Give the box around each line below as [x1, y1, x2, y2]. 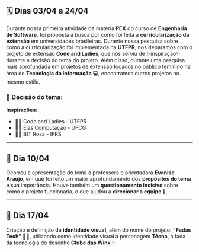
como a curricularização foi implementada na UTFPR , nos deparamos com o [6, 43, 192, 50]
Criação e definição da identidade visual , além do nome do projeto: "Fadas [6, 226, 191, 234]
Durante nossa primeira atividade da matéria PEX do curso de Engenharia [6, 24, 188, 32]
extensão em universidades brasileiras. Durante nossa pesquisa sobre [6, 37, 179, 44]
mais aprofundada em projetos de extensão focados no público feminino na [6, 63, 191, 70]
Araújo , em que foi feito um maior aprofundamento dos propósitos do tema [6, 175, 191, 182]
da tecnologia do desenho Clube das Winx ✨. [6, 239, 118, 246]
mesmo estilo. [6, 78, 40, 85]
